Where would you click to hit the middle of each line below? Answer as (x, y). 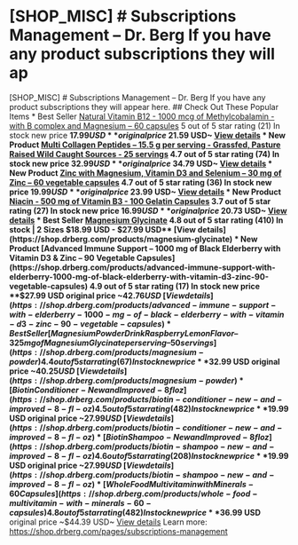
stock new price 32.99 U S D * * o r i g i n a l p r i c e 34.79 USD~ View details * (141, 163)
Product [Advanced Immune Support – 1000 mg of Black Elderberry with (145, 248)
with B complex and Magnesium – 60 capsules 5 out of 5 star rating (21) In (145, 125)
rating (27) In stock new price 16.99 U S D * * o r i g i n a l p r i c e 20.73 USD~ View (148, 210)
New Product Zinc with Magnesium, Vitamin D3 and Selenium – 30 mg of (145, 173)
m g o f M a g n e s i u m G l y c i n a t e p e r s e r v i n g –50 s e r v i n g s (119, 343)
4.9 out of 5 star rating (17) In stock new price (174, 286)
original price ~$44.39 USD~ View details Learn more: (108, 522)
